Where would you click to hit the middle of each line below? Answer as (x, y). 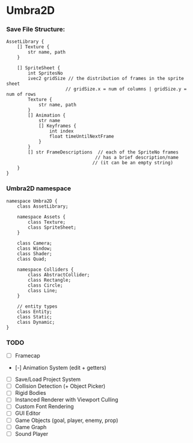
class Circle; (45, 285)
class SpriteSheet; (52, 227)
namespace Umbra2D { (32, 201)
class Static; (35, 317)
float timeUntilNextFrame (81, 137)
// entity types (38, 306)
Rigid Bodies (30, 393)
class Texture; (47, 222)
